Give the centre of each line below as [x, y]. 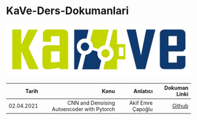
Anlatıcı [143, 91]
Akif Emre [141, 103]
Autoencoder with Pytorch [84, 109]
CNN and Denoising [91, 103]
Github [180, 106]
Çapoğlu [142, 109]
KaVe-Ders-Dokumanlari [67, 11]
